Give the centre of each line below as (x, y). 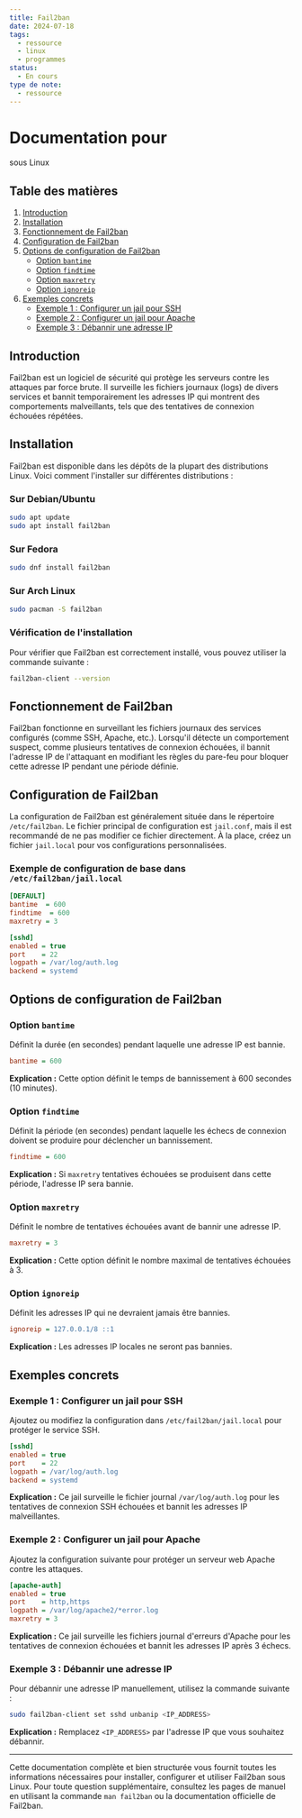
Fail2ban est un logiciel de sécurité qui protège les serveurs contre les (139, 378)
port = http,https (50, 1602)
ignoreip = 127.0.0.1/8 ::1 (62, 1329)
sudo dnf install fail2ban (60, 568)
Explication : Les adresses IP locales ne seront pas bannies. (121, 1347)
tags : (19, 34)
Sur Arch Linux (43, 591)
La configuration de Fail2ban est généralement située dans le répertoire (142, 817)
